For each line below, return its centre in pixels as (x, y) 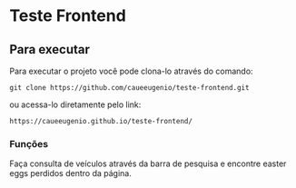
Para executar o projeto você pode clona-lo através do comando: (131, 71)
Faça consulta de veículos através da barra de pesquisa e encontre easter (148, 163)
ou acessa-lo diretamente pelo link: (75, 104)
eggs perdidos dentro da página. (70, 173)
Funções (29, 143)
